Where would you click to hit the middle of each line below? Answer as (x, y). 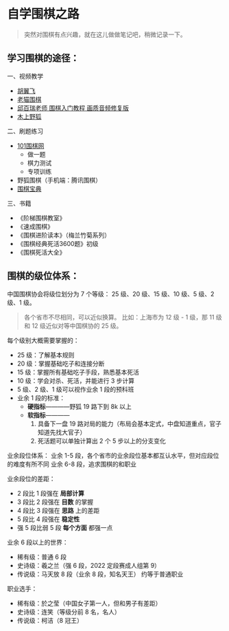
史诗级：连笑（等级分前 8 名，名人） (69, 612)
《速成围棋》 (35, 226)
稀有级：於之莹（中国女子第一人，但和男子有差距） (89, 603)
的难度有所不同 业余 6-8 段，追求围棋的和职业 (72, 464)
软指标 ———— (48, 415)
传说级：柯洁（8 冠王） (50, 620)
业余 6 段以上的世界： (38, 542)
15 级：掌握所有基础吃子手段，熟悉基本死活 (78, 372)
